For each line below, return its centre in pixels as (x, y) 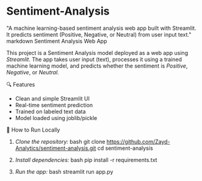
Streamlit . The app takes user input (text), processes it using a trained (94, 59)
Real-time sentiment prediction (54, 105)
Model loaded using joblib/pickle (56, 118)
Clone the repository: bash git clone (60, 141)
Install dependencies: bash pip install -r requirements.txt (86, 160)
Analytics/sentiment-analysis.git (56, 148)
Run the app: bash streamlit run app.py (64, 171)
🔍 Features (21, 84)
